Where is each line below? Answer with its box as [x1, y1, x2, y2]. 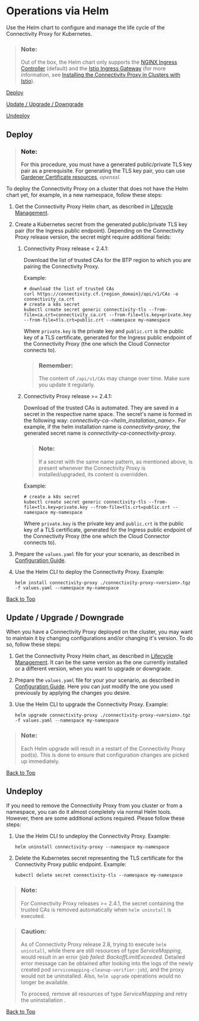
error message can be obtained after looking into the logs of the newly [20, 960, 194, 967]
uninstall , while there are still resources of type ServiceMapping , [20, 947, 182, 954]
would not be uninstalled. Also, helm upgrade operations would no [20, 972, 181, 980]
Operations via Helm [6, 4, 109, 18]
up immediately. [20, 757, 60, 764]
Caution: [20, 927, 46, 935]
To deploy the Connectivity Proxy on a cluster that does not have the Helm [6, 185, 188, 192]
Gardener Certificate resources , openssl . [20, 173, 121, 180]
